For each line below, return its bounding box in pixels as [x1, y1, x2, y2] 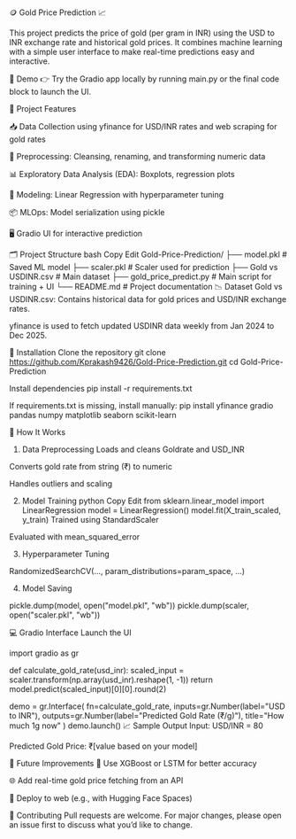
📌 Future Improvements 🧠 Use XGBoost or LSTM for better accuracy [9, 758, 257, 768]
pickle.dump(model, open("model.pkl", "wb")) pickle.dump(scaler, [9, 601, 250, 610]
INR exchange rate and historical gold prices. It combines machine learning [9, 37, 283, 47]
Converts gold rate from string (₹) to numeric [9, 462, 172, 471]
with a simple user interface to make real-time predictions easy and [9, 47, 254, 57]
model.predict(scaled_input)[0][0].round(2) [9, 684, 167, 694]
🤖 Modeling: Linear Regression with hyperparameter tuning [9, 190, 224, 199]
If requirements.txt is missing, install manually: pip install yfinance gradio [9, 400, 274, 410]
